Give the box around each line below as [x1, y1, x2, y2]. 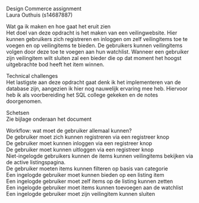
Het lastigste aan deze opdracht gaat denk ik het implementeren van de [6, 79, 181, 86]
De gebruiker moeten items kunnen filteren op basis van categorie [6, 165, 168, 172]
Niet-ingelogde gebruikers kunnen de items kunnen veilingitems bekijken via [6, 152, 194, 160]
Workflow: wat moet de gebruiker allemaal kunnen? [6, 127, 132, 134]
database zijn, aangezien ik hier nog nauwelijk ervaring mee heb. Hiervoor [6, 85, 188, 92]
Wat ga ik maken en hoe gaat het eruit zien [6, 23, 111, 30]
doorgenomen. [6, 98, 43, 105]
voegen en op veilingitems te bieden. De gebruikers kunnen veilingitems [6, 42, 183, 49]
